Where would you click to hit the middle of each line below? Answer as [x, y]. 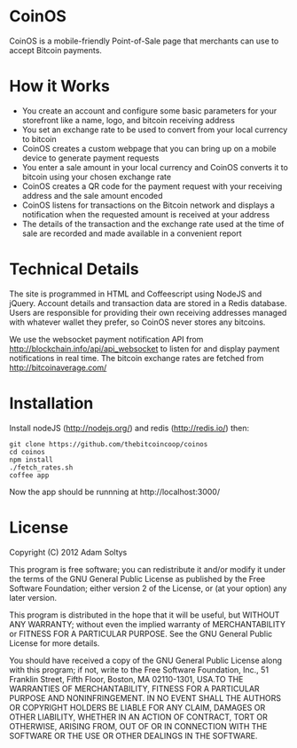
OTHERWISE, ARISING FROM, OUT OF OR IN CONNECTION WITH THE [138, 726]
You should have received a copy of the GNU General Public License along [145, 660]
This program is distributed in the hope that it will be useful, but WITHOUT [145, 615]
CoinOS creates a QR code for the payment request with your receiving [152, 186]
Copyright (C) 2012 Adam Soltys [68, 552]
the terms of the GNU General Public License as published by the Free [137, 579]
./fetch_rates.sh [41, 468]
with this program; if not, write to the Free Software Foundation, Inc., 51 [139, 669]
